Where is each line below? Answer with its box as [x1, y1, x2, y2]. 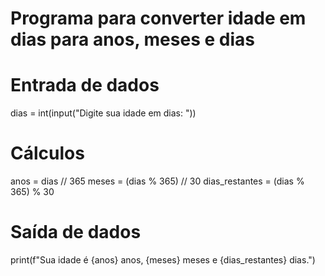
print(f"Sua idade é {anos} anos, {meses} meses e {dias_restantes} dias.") [10, 254, 316, 266]
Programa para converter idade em [10, 7, 307, 30]
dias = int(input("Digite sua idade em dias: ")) [10, 107, 197, 119]
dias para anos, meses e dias [10, 28, 255, 51]
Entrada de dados [10, 74, 160, 97]
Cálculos [10, 142, 85, 165]
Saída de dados [10, 221, 142, 244]
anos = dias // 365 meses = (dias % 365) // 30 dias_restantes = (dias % [10, 175, 305, 187]
